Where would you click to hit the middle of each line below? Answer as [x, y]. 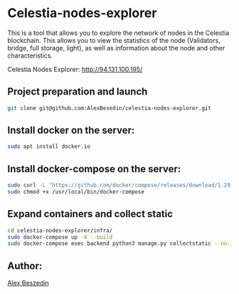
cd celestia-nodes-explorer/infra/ [60, 230]
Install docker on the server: [71, 131]
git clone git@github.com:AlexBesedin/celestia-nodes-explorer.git [110, 108]
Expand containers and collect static [90, 214]
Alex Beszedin [28, 283]
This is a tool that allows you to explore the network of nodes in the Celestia [118, 33]
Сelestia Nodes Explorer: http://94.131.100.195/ [75, 69]
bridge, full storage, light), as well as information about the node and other [116, 48]
